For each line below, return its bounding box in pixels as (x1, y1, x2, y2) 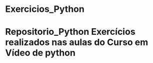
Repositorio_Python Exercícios (5, 26, 136, 38)
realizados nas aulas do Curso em (5, 37, 148, 48)
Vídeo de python (5, 47, 76, 59)
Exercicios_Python (5, 3, 85, 15)
